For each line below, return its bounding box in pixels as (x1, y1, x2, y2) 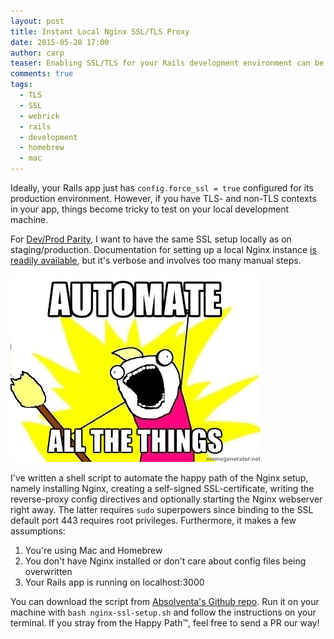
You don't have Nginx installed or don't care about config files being (24, 555, 307, 567)
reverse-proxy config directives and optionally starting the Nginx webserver (10, 493, 323, 505)
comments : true (10, 69, 74, 79)
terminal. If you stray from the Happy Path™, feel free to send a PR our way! (10, 617, 320, 629)
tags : (10, 80, 33, 90)
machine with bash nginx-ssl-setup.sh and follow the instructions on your (10, 606, 317, 618)
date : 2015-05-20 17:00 (10, 37, 110, 47)
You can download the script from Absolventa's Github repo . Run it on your (10, 596, 320, 607)
